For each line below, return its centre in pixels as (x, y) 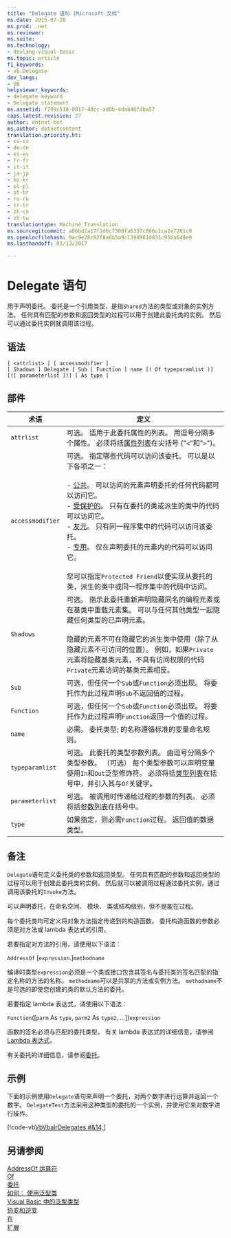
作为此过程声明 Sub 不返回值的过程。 (130, 693)
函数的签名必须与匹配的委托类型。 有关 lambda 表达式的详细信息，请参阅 (111, 1032)
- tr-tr (18, 206)
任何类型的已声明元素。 (111, 620)
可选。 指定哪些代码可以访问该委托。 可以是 (137, 456)
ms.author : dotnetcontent (44, 129)
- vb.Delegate (27, 71)
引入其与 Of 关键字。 (125, 783)
